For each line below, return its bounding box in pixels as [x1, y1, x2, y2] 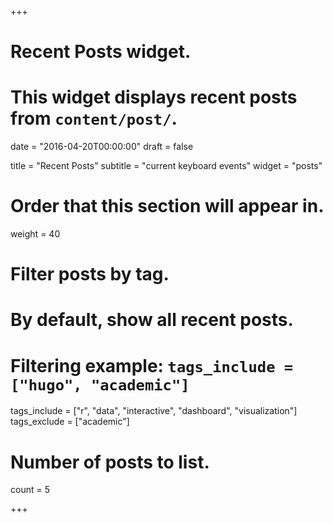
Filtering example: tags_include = [10, 354, 294, 377]
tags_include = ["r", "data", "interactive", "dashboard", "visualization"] [10, 405, 298, 417]
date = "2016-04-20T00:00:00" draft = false [10, 141, 194, 153]
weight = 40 [10, 228, 61, 240]
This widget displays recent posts [10, 86, 298, 109]
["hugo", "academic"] [10, 376, 190, 395]
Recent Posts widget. [10, 41, 192, 63]
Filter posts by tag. [10, 263, 170, 286]
